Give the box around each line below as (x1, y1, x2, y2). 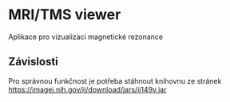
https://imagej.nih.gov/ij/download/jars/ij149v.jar (8, 84, 167, 94)
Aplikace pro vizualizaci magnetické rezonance (8, 32, 164, 41)
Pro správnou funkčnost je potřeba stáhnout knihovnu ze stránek (8, 76, 222, 85)
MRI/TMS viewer (8, 6, 121, 24)
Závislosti (8, 55, 58, 69)
